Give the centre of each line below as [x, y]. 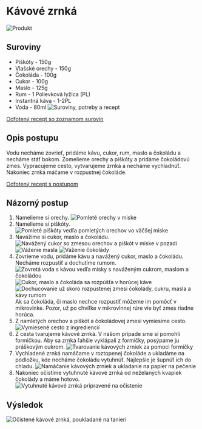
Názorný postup [37, 203]
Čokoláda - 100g [36, 75]
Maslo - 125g [31, 88]
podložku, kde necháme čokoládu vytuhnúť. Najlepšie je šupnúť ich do [103, 360]
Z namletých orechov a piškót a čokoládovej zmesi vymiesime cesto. [101, 321]
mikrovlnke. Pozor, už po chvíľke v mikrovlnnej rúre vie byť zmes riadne [104, 308]
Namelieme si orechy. [42, 218]
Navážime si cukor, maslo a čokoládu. [62, 237]
